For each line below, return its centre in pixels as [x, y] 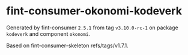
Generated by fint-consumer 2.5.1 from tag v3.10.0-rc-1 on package [92, 27]
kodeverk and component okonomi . [48, 33]
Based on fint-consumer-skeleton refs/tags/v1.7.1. [67, 45]
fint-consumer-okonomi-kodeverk [94, 11]
